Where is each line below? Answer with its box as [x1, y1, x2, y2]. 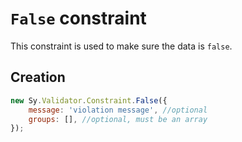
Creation [10, 69, 66, 86]
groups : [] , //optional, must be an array [28, 114, 208, 124]
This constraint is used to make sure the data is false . [10, 40, 233, 52]
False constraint [10, 7, 147, 30]
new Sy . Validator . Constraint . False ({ [10, 95, 168, 106]
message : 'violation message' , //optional [28, 105, 208, 115]
